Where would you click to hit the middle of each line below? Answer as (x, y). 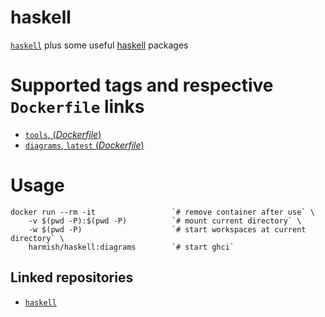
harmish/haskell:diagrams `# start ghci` (131, 247)
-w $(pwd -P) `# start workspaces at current (167, 229)
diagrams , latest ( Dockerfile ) (84, 145)
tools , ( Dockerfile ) (63, 134)
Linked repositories (72, 277)
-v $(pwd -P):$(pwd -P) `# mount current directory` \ (165, 221)
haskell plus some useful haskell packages (99, 45)
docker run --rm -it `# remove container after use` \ (162, 212)
